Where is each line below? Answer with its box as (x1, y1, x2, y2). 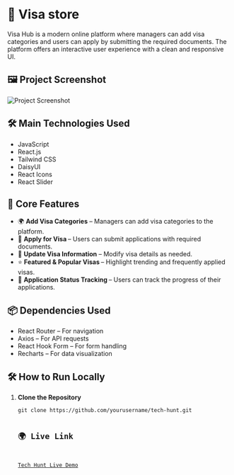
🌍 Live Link (17, 431, 74, 441)
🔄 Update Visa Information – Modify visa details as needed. (17, 250, 193, 258)
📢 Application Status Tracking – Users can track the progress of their (17, 275, 221, 284)
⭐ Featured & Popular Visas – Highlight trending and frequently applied (17, 258, 226, 266)
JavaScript (17, 139, 49, 148)
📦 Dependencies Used (7, 304, 111, 316)
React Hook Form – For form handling (17, 342, 127, 350)
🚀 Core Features (7, 198, 80, 210)
